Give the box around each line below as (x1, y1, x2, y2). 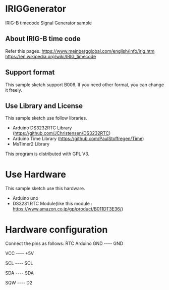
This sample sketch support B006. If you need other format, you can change (5, 82, 164, 88)
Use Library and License (5, 101, 83, 110)
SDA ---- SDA (5, 270, 34, 276)
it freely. (5, 87, 23, 93)
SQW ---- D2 (5, 280, 33, 286)
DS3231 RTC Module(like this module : (12, 201, 92, 207)
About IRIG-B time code (5, 34, 81, 43)
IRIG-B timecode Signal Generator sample (5, 20, 92, 26)
